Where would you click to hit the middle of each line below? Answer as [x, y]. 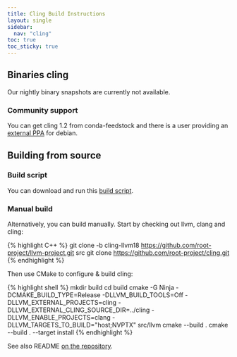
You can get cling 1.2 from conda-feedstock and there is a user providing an [118, 126]
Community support [43, 110]
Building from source [54, 155]
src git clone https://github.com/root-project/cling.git [153, 253]
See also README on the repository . [60, 346]
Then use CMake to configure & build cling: [70, 274]
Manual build [30, 208]
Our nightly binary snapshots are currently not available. [89, 92]
